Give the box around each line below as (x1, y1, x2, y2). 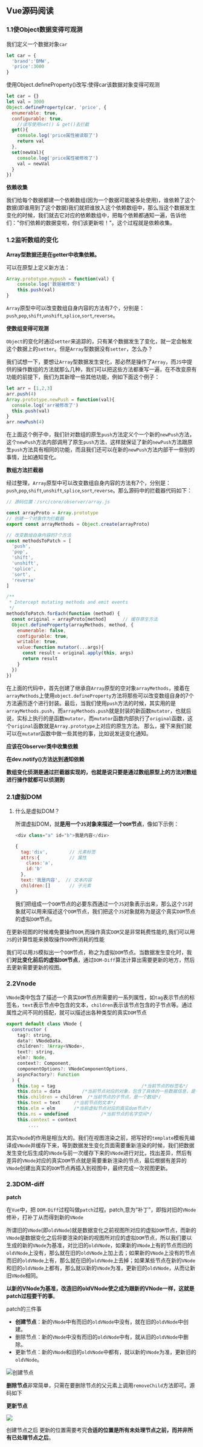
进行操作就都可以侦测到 (6, 776, 65, 783)
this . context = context (17, 1116, 77, 1122)
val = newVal (17, 161, 50, 167)
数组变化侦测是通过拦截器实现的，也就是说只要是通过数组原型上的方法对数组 (6, 768, 197, 775)
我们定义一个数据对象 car (6, 40, 68, 47)
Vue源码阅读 (6, 5, 54, 16)
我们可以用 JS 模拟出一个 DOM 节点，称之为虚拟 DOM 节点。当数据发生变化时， (6, 949, 187, 956)
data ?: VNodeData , (17, 1038, 63, 1044)
